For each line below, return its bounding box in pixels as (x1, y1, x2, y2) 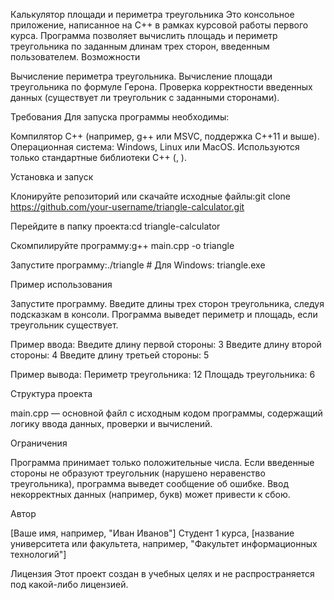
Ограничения (10, 437, 68, 449)
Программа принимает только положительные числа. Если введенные (10, 457, 315, 468)
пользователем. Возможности (10, 51, 141, 63)
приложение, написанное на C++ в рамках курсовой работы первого (10, 19, 309, 31)
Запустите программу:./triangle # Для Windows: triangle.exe (10, 259, 266, 271)
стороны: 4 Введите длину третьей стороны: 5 (10, 349, 210, 361)
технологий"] (10, 549, 67, 560)
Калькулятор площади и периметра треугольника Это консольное (10, 9, 295, 20)
